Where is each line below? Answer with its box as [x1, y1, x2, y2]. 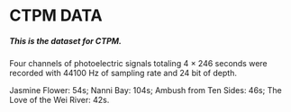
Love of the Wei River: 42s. [9, 95, 110, 106]
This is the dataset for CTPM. [9, 35, 123, 46]
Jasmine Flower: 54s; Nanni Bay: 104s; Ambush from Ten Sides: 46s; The [9, 85, 282, 96]
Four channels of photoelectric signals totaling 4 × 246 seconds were [9, 58, 268, 69]
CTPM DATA [9, 5, 103, 26]
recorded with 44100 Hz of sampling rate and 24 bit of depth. [9, 68, 237, 79]
